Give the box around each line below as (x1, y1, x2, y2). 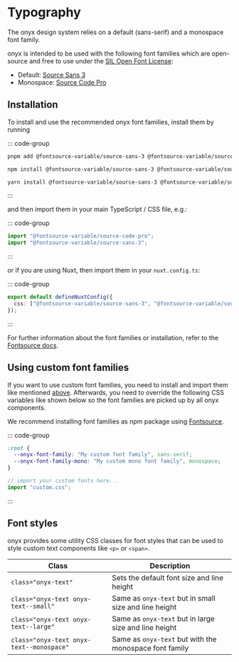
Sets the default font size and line (112, 572, 224, 582)
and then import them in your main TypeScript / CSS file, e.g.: (7, 205, 188, 214)
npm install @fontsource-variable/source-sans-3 (7, 165, 154, 173)
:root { (7, 444, 31, 452)
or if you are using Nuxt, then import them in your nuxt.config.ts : (7, 266, 201, 275)
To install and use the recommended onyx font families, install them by (7, 117, 215, 126)
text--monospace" (11, 643, 70, 651)
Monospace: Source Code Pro (17, 78, 107, 86)
